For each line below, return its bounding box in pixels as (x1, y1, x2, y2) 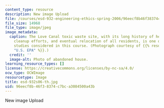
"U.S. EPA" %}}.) (14, 48, 49, 53)
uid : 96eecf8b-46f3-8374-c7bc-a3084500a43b (5, 84, 95, 89)
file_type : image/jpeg (5, 25, 51, 30)
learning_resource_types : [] (5, 61, 64, 66)
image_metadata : (5, 30, 38, 35)
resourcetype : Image (5, 75, 47, 80)
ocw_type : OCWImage (5, 71, 45, 75)
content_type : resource (5, 7, 54, 12)
